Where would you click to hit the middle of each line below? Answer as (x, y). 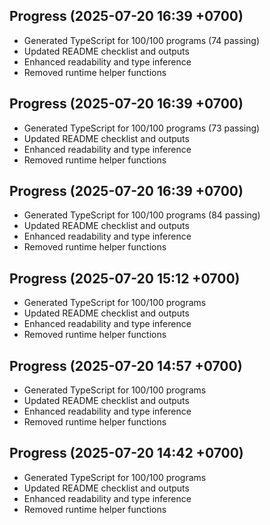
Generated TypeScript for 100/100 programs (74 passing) (142, 40)
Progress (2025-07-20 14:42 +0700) (126, 453)
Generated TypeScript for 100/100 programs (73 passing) (142, 128)
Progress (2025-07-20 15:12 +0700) (125, 278)
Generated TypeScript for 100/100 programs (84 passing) (142, 215)
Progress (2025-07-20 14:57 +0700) (126, 365)
